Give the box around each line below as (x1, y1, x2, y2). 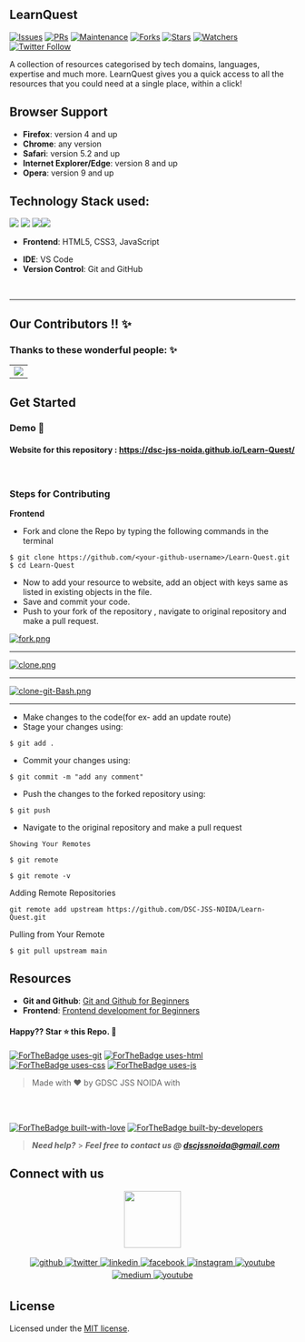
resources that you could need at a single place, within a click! (9, 77, 242, 89)
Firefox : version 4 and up (22, 128, 118, 139)
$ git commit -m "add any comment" (9, 772, 144, 782)
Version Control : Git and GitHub (22, 264, 143, 275)
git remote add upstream (9, 904, 103, 913)
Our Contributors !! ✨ (9, 316, 132, 331)
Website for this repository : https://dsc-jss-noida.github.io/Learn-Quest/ (9, 445, 295, 456)
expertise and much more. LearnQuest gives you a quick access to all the (9, 68, 284, 79)
